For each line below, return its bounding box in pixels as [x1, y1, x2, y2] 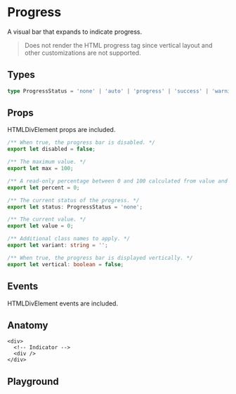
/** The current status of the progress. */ [7, 197, 140, 204]
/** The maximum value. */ [7, 159, 86, 166]
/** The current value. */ [7, 216, 86, 223]
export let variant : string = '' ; [7, 242, 109, 249]
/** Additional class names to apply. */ [7, 235, 131, 242]
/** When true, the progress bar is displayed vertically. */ [7, 254, 193, 261]
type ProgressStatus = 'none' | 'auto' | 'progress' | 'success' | [7, 87, 209, 95]
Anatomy [7, 319, 48, 331]
